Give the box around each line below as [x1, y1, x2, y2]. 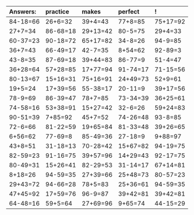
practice [45, 8, 69, 15]
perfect [118, 8, 140, 15]
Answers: [9, 8, 36, 15]
